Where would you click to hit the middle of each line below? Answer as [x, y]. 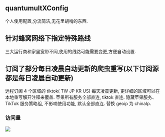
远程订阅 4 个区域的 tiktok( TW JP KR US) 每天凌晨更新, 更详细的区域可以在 [82, 91]
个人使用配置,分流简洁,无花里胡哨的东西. [47, 21]
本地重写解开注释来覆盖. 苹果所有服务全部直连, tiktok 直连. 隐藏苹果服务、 [81, 97]
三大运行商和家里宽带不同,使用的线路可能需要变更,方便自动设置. [71, 51]
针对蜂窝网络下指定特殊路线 [48, 38]
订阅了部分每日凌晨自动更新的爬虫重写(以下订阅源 [82, 69]
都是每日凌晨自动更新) [39, 78]
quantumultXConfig [37, 8]
